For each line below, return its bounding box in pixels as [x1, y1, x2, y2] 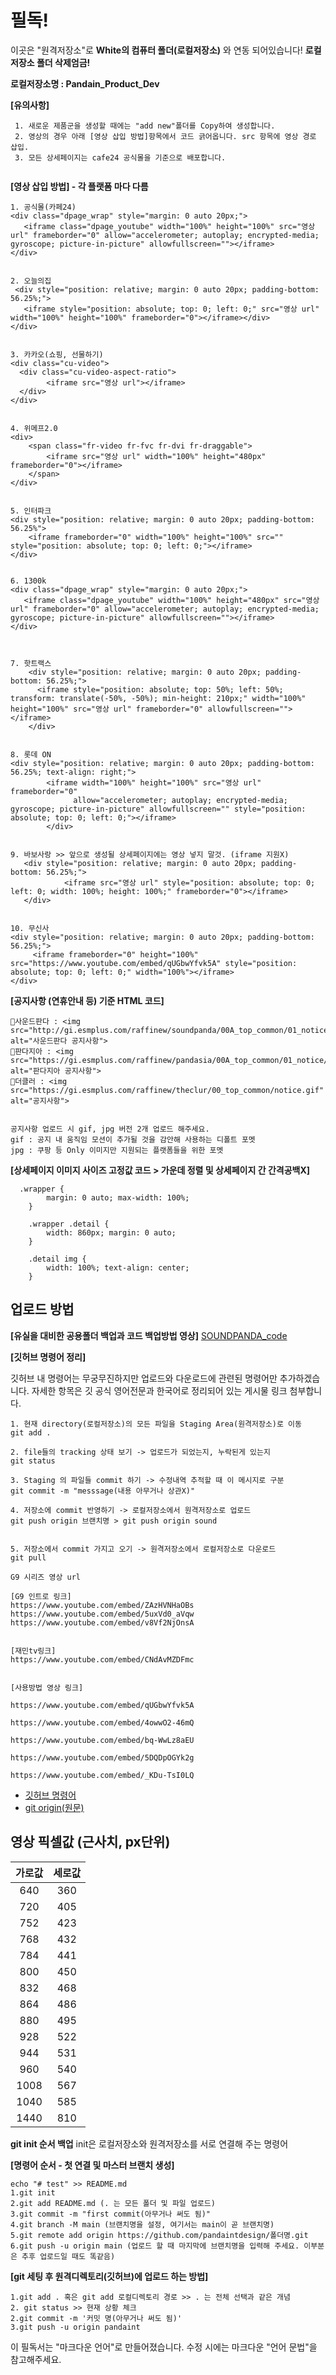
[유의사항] [10, 99, 50, 111]
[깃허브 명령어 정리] [10, 1351, 87, 1363]
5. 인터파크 [10, 506, 52, 516]
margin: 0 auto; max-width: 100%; [46, 1192, 190, 1203]
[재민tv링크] [10, 1646, 57, 1656]
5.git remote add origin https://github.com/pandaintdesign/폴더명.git [10, 2230, 309, 2240]
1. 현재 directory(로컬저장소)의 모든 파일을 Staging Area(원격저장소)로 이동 [10, 1419, 302, 1429]
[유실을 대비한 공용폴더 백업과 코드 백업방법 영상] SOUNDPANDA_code [10, 1329, 288, 1341]
